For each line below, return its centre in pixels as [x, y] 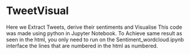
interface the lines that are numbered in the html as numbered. [82, 46]
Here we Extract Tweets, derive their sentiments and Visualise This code [94, 27]
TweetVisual [37, 11]
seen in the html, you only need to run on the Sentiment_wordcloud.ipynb [95, 39]
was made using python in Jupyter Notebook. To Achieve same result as [94, 33]
